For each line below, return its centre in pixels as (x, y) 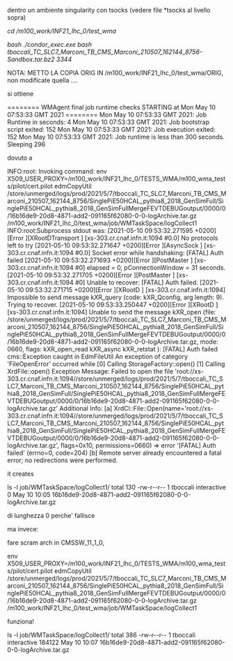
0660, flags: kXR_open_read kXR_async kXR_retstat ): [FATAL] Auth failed (112, 349)
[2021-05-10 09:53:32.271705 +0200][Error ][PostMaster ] (91, 275)
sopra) (17, 17)
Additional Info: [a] (86, 408)
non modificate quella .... (43, 80)
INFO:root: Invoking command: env (57, 171)
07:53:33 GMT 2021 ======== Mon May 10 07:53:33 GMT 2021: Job (107, 115)
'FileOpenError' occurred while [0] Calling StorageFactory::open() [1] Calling (116, 364)
